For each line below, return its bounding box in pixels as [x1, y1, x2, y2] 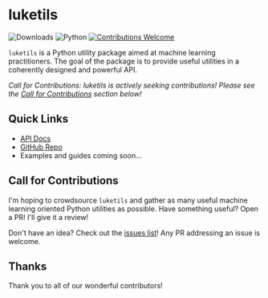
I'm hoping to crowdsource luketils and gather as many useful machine [8, 195, 249, 205]
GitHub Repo [19, 142, 63, 152]
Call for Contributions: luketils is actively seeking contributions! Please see [8, 80, 255, 90]
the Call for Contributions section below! [8, 88, 142, 98]
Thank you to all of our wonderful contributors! [8, 281, 163, 291]
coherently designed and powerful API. [8, 64, 138, 74]
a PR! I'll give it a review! [8, 212, 89, 222]
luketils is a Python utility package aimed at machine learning [8, 47, 216, 57]
